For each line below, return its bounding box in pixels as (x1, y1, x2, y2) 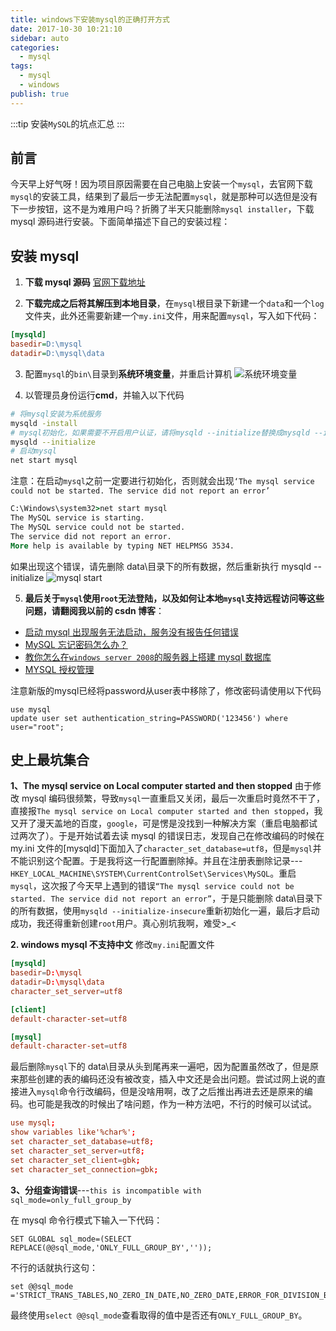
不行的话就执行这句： (10, 1261, 98, 1273)
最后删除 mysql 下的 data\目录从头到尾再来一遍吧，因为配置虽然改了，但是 (10, 1061, 311, 1073)
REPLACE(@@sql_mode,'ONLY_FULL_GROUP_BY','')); (10, 1242, 213, 1253)
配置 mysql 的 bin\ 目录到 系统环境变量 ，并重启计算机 (24, 367, 233, 380)
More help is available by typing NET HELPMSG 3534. (10, 541, 235, 551)
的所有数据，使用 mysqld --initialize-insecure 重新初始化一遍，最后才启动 (10, 905, 320, 917)
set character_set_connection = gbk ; (10, 1164, 159, 1175)
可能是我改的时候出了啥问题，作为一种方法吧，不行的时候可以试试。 (36, 1098, 317, 1110)
